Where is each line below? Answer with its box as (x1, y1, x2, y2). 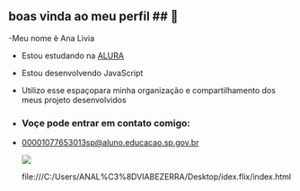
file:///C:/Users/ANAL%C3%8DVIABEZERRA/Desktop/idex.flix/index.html (21, 171, 292, 182)
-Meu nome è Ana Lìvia (8, 32, 95, 43)
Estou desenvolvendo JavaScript (21, 67, 144, 78)
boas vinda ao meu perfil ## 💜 (8, 9, 179, 24)
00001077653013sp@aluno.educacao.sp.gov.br (21, 137, 199, 148)
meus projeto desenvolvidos (21, 94, 127, 105)
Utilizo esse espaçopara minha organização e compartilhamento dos (21, 84, 276, 95)
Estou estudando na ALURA (21, 50, 125, 61)
